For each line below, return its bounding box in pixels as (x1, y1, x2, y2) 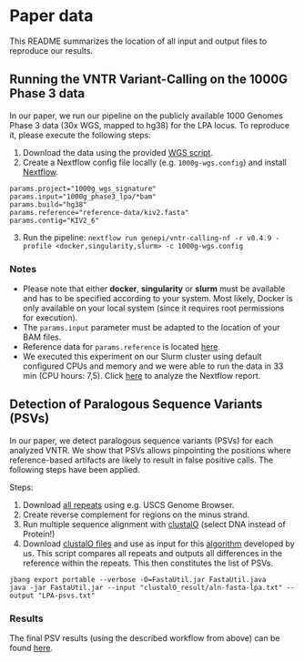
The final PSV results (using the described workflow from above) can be (9, 633, 280, 644)
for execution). (22, 312, 78, 323)
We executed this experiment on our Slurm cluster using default (22, 351, 262, 362)
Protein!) (22, 528, 56, 539)
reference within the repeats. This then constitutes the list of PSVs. (22, 557, 274, 568)
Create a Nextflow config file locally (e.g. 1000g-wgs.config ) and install (22, 157, 287, 168)
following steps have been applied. (9, 463, 140, 474)
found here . (9, 643, 53, 654)
